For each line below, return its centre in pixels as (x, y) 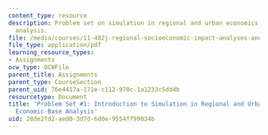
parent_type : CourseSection (55, 82)
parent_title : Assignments (53, 75)
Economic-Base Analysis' (57, 112)
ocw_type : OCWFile (39, 67)
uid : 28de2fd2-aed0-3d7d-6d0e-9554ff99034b (82, 119)
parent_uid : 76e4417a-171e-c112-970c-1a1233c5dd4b (94, 89)
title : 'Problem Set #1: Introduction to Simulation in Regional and (126, 104)
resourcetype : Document (48, 97)
